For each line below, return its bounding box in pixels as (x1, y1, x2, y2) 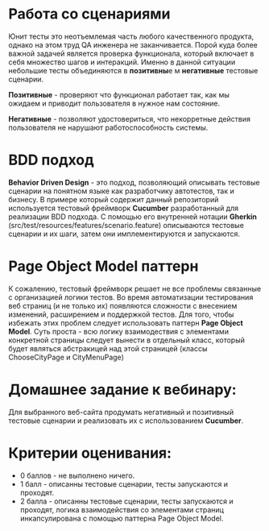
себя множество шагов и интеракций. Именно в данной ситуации (8, 57, 236, 67)
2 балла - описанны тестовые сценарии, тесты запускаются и (19, 496, 234, 506)
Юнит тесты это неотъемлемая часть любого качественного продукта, (8, 31, 255, 41)
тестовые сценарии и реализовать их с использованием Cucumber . (8, 416, 244, 425)
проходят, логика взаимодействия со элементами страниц (19, 504, 224, 514)
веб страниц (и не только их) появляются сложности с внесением (8, 301, 238, 310)
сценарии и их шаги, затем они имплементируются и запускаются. (8, 229, 240, 239)
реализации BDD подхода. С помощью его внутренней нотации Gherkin (8, 211, 258, 222)
